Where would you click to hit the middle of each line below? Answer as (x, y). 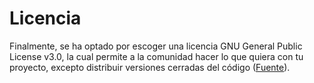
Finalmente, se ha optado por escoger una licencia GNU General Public (156, 46)
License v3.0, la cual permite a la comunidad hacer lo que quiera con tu (156, 56)
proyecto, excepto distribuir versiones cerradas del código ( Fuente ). (150, 67)
